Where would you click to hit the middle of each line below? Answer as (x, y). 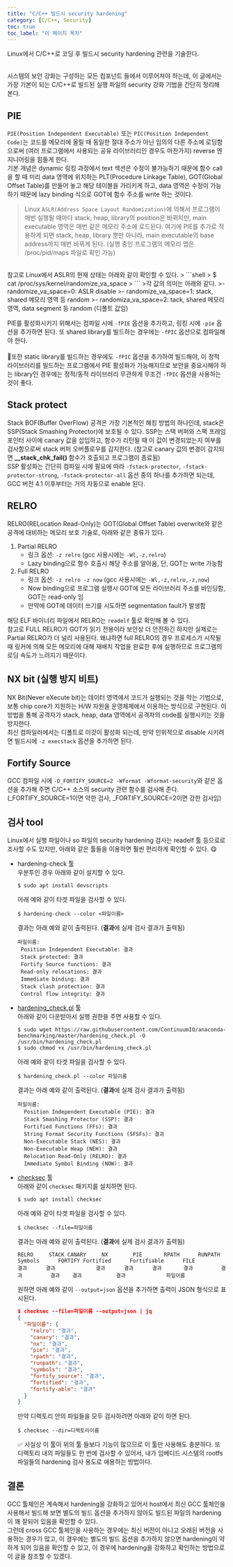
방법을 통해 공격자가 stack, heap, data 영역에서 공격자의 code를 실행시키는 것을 (116, 715)
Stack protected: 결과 (52, 957)
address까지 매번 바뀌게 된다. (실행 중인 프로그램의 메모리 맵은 (109, 244)
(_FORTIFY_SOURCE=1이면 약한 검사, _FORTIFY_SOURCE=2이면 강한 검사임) (114, 798)
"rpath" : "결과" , (54, 1357)
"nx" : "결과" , (49, 1344)
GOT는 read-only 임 (56, 597)
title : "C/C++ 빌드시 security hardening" (67, 14)
